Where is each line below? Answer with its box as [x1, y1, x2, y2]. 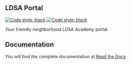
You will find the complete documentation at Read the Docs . [5, 53, 128, 59]
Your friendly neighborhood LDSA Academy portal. [5, 26, 109, 32]
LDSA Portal [5, 4, 44, 12]
